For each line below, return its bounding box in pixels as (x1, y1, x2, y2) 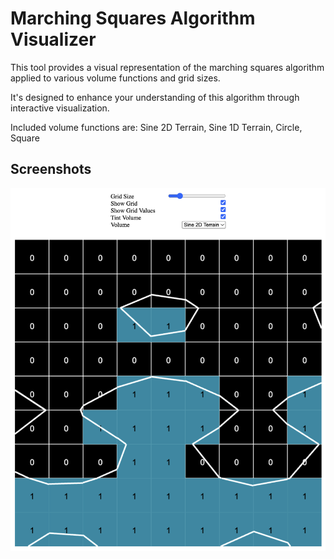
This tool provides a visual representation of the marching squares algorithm (10, 61, 325, 73)
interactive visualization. (10, 102, 110, 114)
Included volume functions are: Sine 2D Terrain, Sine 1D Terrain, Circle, (10, 121, 303, 133)
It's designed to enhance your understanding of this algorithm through (10, 91, 300, 103)
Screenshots (10, 161, 92, 178)
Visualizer (10, 28, 97, 51)
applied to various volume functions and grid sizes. (10, 72, 221, 84)
